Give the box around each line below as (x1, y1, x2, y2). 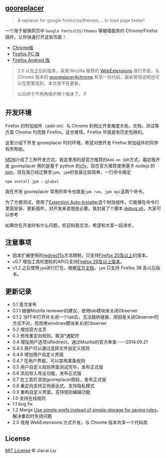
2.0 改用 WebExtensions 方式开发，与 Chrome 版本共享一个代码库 (12, 419, 148, 425)
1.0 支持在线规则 (12, 395, 46, 401)
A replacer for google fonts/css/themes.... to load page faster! (17, 17, 145, 23)
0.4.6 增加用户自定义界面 (12, 351, 64, 357)
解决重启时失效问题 (12, 413, 52, 419)
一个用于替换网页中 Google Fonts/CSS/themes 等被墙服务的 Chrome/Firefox (5, 28, 158, 34)
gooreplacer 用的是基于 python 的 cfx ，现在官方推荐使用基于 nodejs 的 (10, 163, 156, 169)
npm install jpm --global (5, 179, 59, 184)
